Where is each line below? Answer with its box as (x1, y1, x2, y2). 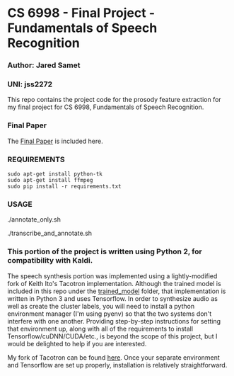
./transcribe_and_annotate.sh (7, 229, 93, 238)
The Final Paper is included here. (7, 137, 104, 145)
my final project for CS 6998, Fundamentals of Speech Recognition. (7, 103, 204, 111)
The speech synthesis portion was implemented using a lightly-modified (7, 271, 218, 280)
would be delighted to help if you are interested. (7, 339, 147, 348)
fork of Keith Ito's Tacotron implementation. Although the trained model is (7, 279, 221, 287)
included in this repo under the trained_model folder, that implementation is (7, 287, 226, 295)
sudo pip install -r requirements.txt (7, 183, 122, 190)
